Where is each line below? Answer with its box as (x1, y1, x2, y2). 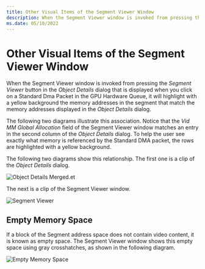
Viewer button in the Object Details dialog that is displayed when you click (6, 86, 193, 93)
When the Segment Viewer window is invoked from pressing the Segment (6, 80, 192, 87)
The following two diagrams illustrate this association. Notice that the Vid (6, 117, 190, 125)
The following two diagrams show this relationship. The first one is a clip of (6, 155, 195, 162)
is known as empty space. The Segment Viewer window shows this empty (6, 237, 193, 245)
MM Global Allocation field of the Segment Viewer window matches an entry (6, 124, 199, 131)
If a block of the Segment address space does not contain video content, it (6, 231, 194, 239)
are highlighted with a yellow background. (6, 143, 112, 151)
